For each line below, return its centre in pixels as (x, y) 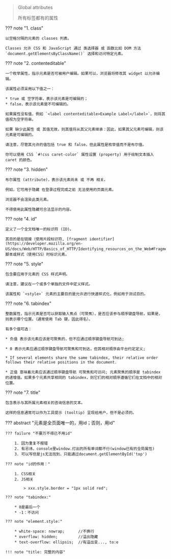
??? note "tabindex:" (28, 497)
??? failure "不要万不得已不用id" (39, 433)
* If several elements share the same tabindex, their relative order (82, 358)
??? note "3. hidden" (27, 169)
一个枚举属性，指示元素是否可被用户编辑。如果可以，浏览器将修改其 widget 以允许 (81, 74)
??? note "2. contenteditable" (36, 63)
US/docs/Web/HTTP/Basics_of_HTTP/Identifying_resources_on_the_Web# (79, 249)
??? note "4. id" (21, 219)
